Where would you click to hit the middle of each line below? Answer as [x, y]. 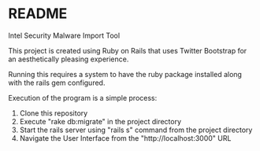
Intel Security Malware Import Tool [64, 35]
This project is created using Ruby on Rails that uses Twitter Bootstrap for [128, 50]
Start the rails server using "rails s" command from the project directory [136, 130]
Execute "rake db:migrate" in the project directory [100, 121]
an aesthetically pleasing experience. [69, 59]
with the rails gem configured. [57, 83]
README [38, 14]
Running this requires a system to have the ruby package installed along [125, 74]
